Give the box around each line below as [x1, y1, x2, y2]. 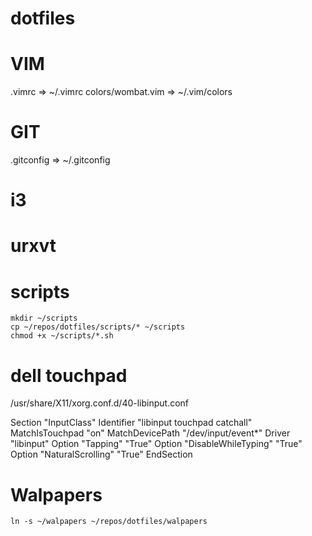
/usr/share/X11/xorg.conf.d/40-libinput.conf [10, 397, 190, 409]
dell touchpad [10, 364, 128, 387]
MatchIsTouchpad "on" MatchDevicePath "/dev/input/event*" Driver [10, 427, 291, 439]
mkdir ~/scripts [10, 313, 78, 324]
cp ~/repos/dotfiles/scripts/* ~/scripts [10, 322, 186, 332]
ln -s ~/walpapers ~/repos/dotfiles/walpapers [10, 517, 208, 527]
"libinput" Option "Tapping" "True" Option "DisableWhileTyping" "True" [10, 438, 303, 450]
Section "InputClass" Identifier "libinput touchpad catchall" [10, 417, 253, 429]
